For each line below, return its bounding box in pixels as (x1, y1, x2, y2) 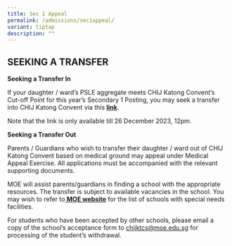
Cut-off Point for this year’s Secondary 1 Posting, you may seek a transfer (7, 96, 220, 104)
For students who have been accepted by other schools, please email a (7, 216, 214, 225)
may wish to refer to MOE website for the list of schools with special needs (7, 195, 225, 204)
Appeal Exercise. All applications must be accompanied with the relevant (7, 159, 218, 167)
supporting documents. (7, 167, 75, 175)
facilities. (7, 202, 34, 211)
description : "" (7, 30, 55, 37)
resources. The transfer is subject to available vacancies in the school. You (7, 188, 224, 196)
